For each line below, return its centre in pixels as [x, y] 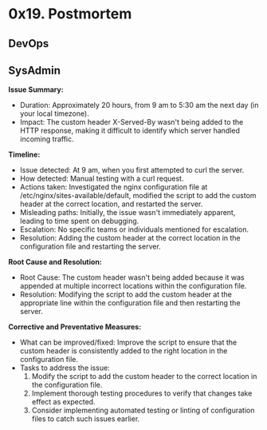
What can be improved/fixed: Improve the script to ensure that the [128, 342]
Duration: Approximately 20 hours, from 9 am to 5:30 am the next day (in [139, 106]
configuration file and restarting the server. [90, 247]
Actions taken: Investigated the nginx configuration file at [114, 187]
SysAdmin [35, 70]
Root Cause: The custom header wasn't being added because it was [132, 277]
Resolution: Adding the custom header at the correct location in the [130, 238]
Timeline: [24, 155]
